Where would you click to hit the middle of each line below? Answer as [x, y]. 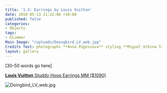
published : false [23, 19]
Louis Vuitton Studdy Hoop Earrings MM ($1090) [56, 75]
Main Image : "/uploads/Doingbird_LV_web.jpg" [53, 42]
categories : [17, 24]
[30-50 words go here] [29, 66]
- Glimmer [15, 38]
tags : [11, 33]
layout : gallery [22, 51]
